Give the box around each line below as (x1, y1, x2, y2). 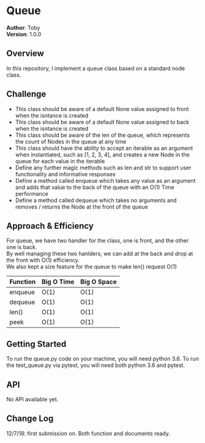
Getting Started (6, 339, 67, 349)
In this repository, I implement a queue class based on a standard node (6, 64, 185, 72)
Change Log (6, 414, 54, 424)
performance (15, 190, 49, 197)
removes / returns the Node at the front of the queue (15, 203, 148, 210)
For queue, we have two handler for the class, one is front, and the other (6, 237, 189, 244)
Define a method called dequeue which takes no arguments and (15, 196, 177, 204)
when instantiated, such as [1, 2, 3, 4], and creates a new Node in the (15, 151, 190, 158)
